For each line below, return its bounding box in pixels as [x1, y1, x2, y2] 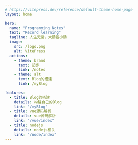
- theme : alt [14, 72, 41, 77]
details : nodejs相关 [14, 127, 55, 132]
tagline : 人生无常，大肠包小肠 [9, 35, 67, 40]
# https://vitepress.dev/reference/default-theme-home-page [5, 7, 133, 12]
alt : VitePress [14, 48, 46, 54]
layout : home [5, 12, 32, 17]
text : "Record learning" [9, 30, 61, 35]
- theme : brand [14, 58, 46, 63]
